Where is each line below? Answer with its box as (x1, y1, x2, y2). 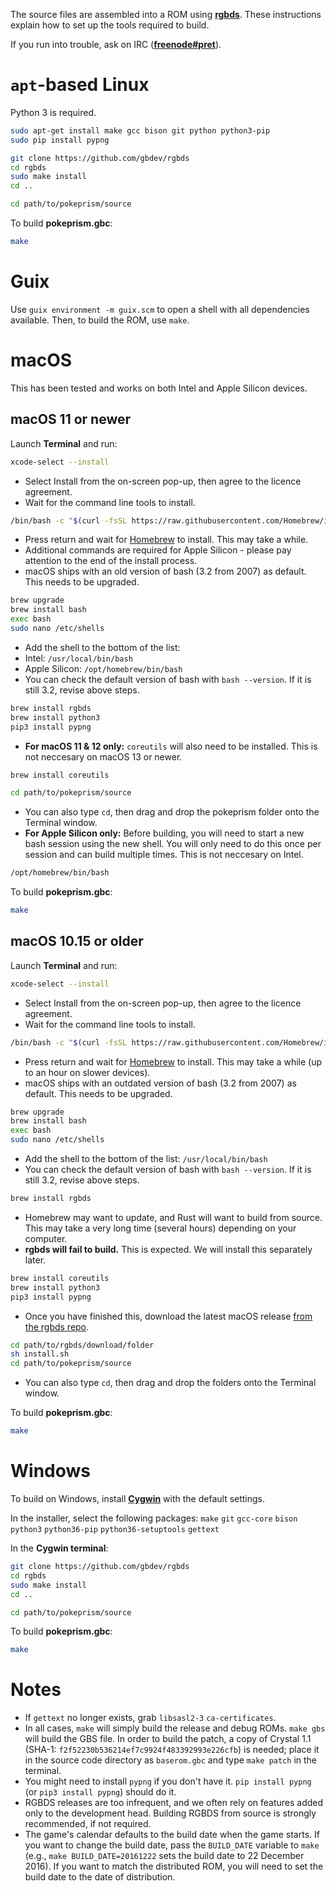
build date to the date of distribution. (24, 1871, 176, 1883)
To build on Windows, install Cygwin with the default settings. (10, 1493, 266, 1504)
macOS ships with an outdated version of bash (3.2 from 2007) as (24, 1077, 297, 1089)
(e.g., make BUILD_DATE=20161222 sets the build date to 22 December (24, 1850, 305, 1862)
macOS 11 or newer (10, 411, 132, 428)
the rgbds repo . (24, 1320, 90, 1333)
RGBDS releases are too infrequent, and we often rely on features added (24, 1797, 324, 1809)
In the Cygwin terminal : (10, 1542, 109, 1554)
